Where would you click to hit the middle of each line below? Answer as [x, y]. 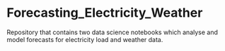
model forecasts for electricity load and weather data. [85, 39]
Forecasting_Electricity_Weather [105, 13]
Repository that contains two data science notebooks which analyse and [112, 32]
